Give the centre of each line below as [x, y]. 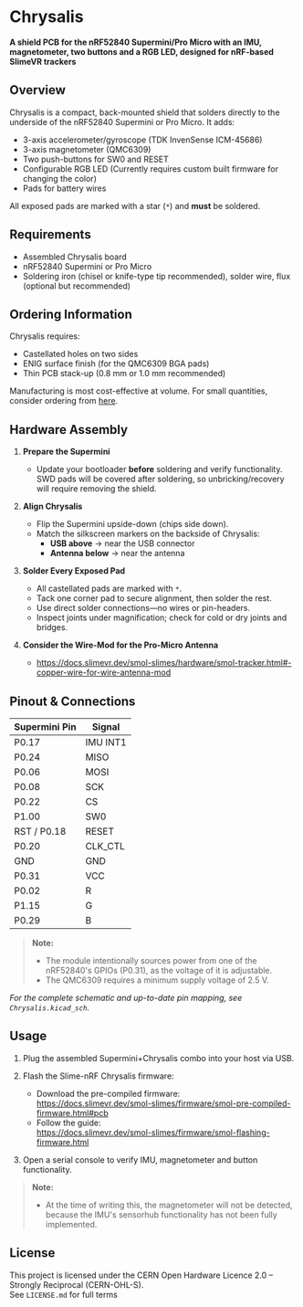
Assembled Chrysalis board [75, 257]
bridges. [52, 627]
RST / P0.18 [40, 831]
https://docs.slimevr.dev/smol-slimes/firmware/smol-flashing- [153, 1132]
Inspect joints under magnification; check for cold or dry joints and [162, 617]
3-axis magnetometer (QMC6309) [87, 149]
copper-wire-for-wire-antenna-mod [104, 672]
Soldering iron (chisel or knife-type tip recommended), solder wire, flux [157, 276]
